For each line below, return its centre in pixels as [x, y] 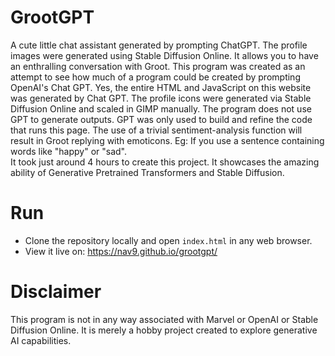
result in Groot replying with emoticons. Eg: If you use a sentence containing [167, 140]
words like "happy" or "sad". [68, 151]
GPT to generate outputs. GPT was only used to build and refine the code [161, 119]
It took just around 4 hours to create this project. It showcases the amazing [165, 162]
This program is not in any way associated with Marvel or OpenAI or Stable [164, 319]
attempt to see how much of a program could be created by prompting [155, 77]
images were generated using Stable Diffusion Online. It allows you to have [164, 55]
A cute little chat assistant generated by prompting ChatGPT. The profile [159, 45]
